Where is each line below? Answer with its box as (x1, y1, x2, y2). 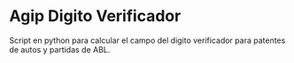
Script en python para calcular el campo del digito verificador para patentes (9, 35, 286, 45)
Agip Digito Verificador (9, 6, 182, 26)
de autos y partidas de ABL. (9, 44, 111, 54)
